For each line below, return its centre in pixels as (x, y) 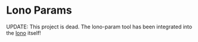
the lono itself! (24, 33)
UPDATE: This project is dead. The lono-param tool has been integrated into (99, 27)
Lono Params (39, 10)
